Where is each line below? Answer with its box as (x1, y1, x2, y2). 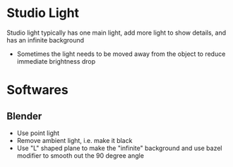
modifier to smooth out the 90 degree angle (16, 151, 144, 160)
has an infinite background (6, 35, 85, 44)
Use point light (16, 129, 60, 137)
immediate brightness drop (16, 57, 96, 65)
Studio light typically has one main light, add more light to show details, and (6, 28, 227, 37)
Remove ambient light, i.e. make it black (16, 136, 133, 144)
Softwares (6, 82, 68, 98)
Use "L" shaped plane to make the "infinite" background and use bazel (16, 144, 222, 152)
